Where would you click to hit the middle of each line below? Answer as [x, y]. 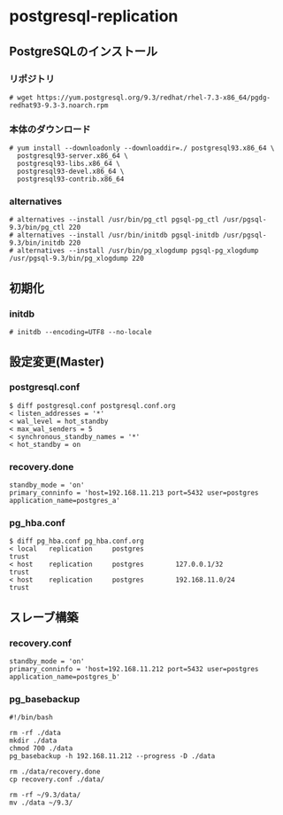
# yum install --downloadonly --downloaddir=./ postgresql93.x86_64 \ [142, 148]
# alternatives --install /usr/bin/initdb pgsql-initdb [114, 235]
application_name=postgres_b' [65, 677]
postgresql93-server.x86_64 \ [73, 156]
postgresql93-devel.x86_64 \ [71, 172]
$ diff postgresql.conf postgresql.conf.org [92, 405]
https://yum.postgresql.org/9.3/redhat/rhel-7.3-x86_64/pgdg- [154, 98]
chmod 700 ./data [41, 748]
